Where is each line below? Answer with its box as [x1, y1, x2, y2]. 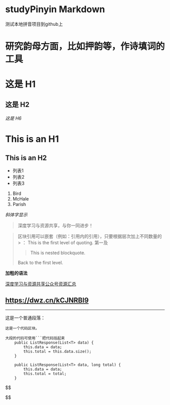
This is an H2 [5, 153, 47, 162]
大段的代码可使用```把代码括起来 [5, 336, 65, 341]
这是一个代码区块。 [5, 326, 39, 331]
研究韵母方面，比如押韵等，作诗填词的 [5, 41, 165, 52]
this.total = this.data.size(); [23, 349, 92, 354]
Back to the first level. [17, 260, 63, 266]
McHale [12, 196, 29, 202]
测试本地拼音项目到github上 [5, 21, 63, 27]
